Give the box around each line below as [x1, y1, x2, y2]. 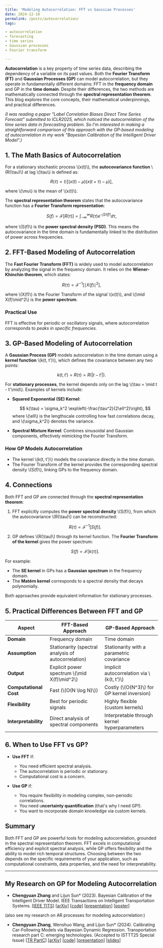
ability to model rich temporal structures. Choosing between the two [5, 850, 142, 856]
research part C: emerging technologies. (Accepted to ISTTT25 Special [12, 932, 155, 938]
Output [7, 670, 24, 677]
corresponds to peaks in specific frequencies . [5, 325, 97, 331]
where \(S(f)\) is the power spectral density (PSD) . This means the [5, 223, 139, 229]
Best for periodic [49, 698, 88, 705]
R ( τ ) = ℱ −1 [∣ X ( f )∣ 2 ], [62, 281, 101, 288]
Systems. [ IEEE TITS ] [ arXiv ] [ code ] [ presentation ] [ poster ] [12, 903, 130, 909]
